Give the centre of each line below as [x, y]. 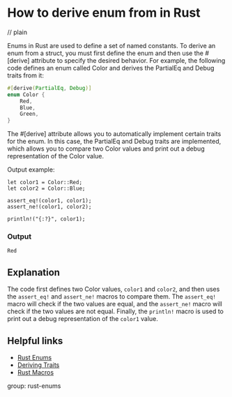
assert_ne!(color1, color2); [49, 207]
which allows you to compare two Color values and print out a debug [106, 149]
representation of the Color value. [56, 156]
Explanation [34, 272]
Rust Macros [36, 373]
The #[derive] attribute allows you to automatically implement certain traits [114, 134]
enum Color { [26, 95]
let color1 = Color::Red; [45, 183]
